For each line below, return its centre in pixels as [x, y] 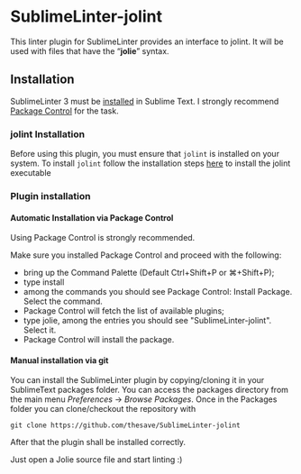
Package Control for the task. [65, 111]
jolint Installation [47, 134]
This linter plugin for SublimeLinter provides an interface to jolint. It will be [147, 41]
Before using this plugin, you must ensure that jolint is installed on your [145, 154]
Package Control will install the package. [99, 340]
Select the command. [63, 301]
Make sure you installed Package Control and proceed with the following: [146, 255]
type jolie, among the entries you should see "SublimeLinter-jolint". [147, 321]
